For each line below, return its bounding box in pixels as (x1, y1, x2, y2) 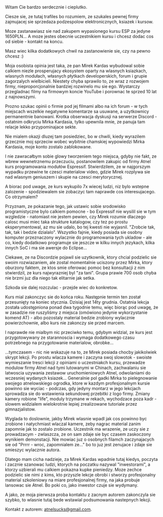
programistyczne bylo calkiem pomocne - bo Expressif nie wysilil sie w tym (5, 208, 156, 214)
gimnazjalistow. (5, 406, 36, 412)
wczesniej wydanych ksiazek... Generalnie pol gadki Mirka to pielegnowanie (5, 375, 157, 381)
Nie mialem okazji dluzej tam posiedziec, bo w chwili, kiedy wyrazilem (5, 134, 145, 139)
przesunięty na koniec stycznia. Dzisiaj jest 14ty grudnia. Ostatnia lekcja (5, 299, 149, 305)
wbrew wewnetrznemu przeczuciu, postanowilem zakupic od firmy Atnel (5, 159, 151, 164)
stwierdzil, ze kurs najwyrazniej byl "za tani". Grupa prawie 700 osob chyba (5, 270, 157, 275)
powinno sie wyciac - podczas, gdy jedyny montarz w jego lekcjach (5, 386, 141, 391)
